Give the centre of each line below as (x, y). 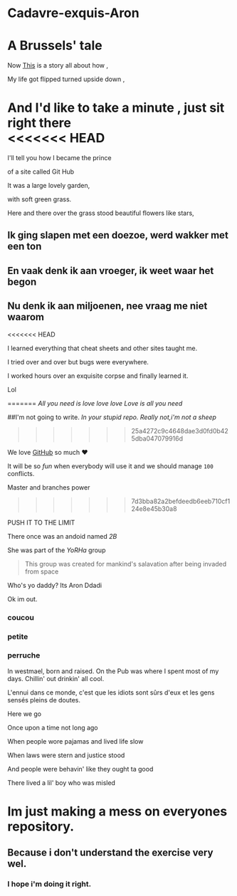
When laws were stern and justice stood (66, 755)
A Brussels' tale (55, 46)
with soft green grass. (39, 199)
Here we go (24, 714)
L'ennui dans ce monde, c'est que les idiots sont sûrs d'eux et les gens (111, 692)
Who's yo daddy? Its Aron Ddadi (54, 585)
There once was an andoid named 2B (62, 536)
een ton (25, 247)
